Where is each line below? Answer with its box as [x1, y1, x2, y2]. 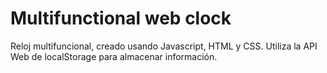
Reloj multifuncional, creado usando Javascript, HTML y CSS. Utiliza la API [10, 40, 318, 52]
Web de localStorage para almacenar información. [10, 50, 218, 62]
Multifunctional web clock [10, 7, 232, 30]
